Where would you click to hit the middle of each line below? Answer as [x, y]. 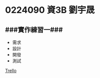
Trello [11, 71]
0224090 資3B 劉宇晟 [50, 10]
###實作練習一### [34, 30]
